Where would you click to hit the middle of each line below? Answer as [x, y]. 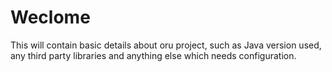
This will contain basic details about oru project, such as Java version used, [166, 45]
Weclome [50, 17]
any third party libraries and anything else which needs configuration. [153, 55]
